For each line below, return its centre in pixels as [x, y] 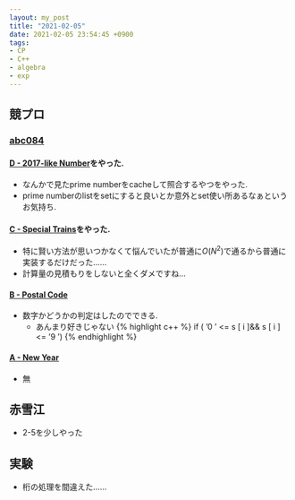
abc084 [27, 141]
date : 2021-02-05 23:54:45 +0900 [72, 34]
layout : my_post [39, 17]
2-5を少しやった [52, 433]
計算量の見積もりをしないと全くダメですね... [104, 273]
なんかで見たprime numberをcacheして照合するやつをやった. [135, 185]
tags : [19, 43]
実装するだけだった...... [64, 263]
